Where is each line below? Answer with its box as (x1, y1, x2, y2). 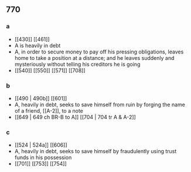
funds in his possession (14, 154, 72, 161)
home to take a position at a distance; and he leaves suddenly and (14, 54, 175, 61)
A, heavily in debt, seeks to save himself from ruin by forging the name (14, 101, 186, 108)
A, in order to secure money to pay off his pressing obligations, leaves (14, 48, 184, 55)
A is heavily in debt (14, 42, 61, 49)
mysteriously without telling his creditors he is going (14, 60, 141, 68)
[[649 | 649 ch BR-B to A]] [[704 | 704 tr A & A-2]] (14, 113, 136, 120)
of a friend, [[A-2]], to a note (14, 107, 84, 114)
